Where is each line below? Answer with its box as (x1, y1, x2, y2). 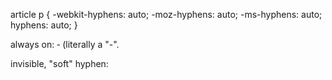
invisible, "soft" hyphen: (10, 58, 109, 69)
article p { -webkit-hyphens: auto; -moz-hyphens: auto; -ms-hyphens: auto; (10, 9, 323, 20)
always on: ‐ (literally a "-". (10, 39, 120, 50)
